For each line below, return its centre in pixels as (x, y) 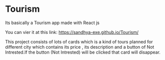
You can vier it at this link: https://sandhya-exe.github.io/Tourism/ (72, 32)
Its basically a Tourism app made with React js (53, 23)
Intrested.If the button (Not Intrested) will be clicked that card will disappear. (83, 52)
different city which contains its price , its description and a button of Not (80, 47)
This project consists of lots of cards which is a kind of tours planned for (79, 42)
